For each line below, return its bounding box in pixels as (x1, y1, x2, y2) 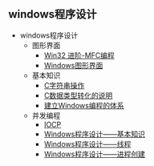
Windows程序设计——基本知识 (43, 129, 146, 139)
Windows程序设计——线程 (43, 139, 132, 148)
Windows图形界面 (43, 60, 103, 70)
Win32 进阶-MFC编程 (43, 51, 115, 60)
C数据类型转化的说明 (43, 91, 113, 100)
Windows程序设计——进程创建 (43, 149, 146, 159)
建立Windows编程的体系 (43, 100, 124, 110)
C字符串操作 (43, 80, 85, 90)
